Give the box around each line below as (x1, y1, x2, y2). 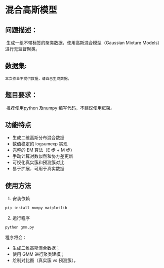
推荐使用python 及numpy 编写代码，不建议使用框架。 (6, 105, 115, 111)
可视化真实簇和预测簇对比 (12, 159, 65, 166)
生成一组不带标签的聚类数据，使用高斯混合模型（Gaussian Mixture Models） (6, 40, 160, 45)
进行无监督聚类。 (5, 46, 40, 52)
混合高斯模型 (5, 4, 58, 16)
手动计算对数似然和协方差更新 (12, 153, 73, 159)
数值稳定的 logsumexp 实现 (12, 141, 68, 147)
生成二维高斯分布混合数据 (12, 134, 65, 141)
